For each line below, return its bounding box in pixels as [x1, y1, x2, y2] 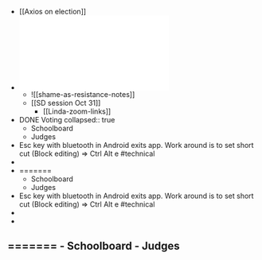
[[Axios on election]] [18, 7, 87, 16]
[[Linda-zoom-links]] [42, 107, 111, 116]
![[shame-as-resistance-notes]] [30, 90, 135, 99]
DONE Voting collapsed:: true [18, 115, 115, 124]
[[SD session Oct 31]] [30, 99, 101, 107]
